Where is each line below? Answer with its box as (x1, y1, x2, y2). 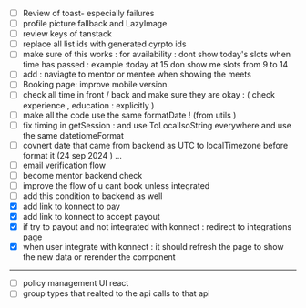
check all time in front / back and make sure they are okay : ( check (22, 89, 276, 100)
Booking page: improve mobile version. (22, 79, 170, 90)
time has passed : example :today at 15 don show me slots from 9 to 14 (22, 59, 289, 70)
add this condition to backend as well (22, 190, 163, 201)
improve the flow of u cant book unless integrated (22, 180, 210, 190)
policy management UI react (22, 278, 129, 289)
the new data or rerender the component (22, 252, 176, 262)
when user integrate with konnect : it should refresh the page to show (22, 241, 284, 252)
